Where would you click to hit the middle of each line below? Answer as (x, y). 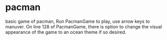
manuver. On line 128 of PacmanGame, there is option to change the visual (84, 26)
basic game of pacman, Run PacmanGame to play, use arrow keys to (78, 21)
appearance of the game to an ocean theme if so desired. (66, 32)
